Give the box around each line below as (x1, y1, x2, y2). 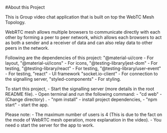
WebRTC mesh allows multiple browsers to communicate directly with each (5, 29, 161, 35)
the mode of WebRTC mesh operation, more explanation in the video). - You (5, 117, 161, 122)
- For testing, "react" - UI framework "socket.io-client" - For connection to (5, 71, 158, 77)
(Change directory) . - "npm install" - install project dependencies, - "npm (5, 96, 157, 102)
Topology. (5, 20, 26, 25)
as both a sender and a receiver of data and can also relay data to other (5, 40, 153, 46)
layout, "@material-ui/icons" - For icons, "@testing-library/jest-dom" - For (5, 60, 158, 66)
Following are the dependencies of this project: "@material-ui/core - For (5, 55, 154, 61)
